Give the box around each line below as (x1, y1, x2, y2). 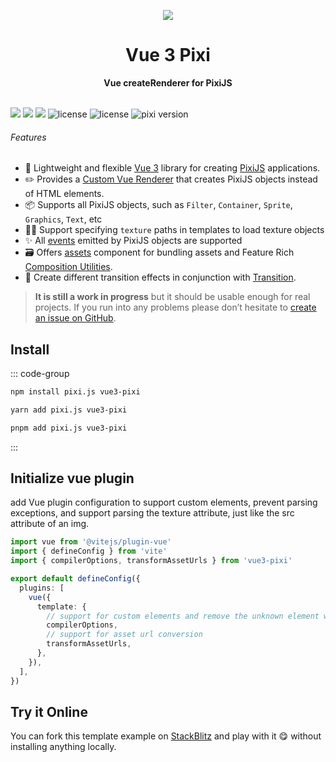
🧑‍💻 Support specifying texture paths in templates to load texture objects (24, 224, 325, 236)
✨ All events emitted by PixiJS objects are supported (24, 235, 243, 247)
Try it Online (10, 703, 88, 720)
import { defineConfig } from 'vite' (10, 546, 168, 557)
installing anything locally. (10, 741, 117, 753)
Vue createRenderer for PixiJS (103, 76, 233, 89)
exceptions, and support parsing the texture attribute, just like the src (10, 507, 295, 519)
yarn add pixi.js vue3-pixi (10, 405, 128, 415)
